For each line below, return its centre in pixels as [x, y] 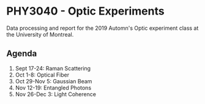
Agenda [22, 54]
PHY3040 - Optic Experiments [85, 11]
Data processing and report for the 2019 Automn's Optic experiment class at [102, 28]
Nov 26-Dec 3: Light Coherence [56, 94]
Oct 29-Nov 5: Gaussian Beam [54, 81]
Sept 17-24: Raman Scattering [53, 68]
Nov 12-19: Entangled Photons [53, 88]
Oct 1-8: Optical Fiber [42, 75]
